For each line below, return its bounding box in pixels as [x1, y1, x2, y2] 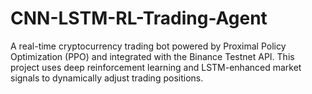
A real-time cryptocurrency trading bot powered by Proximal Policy [10, 40, 287, 52]
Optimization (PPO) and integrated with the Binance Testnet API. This [10, 50, 295, 62]
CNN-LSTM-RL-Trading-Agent [10, 7, 268, 30]
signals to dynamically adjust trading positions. [10, 72, 204, 84]
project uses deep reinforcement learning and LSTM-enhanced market [10, 61, 302, 73]
